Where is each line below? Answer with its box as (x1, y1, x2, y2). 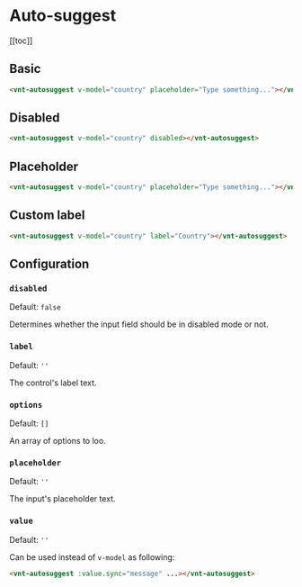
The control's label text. (9, 377, 97, 388)
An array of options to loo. (9, 435, 106, 446)
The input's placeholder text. (9, 493, 116, 504)
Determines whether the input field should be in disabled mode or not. (9, 319, 270, 330)
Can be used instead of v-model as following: (9, 551, 175, 563)
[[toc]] (9, 35, 33, 46)
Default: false (9, 302, 61, 312)
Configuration (9, 257, 90, 272)
